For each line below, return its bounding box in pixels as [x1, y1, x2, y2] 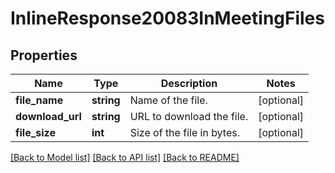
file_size [15, 126, 56, 139]
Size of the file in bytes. [129, 126, 240, 139]
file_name [15, 93, 64, 107]
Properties [10, 47, 78, 64]
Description [160, 77, 218, 90]
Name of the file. [129, 93, 208, 107]
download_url [15, 110, 82, 123]
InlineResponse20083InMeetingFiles [10, 7, 325, 30]
